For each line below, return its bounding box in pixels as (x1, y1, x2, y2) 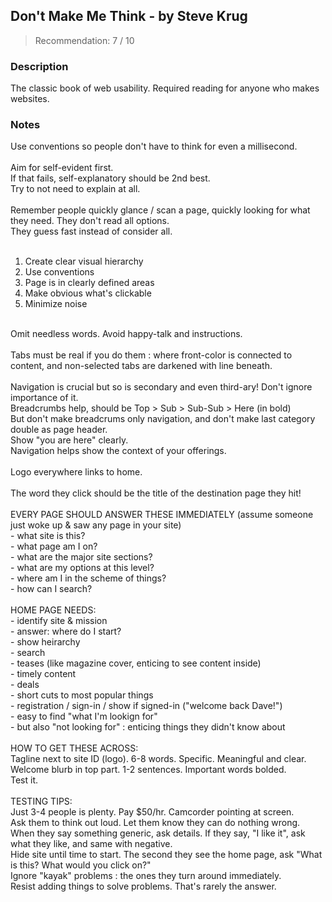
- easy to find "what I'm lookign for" (10, 710, 158, 723)
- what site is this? (10, 530, 86, 542)
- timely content (10, 668, 77, 680)
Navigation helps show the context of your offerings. (10, 445, 227, 457)
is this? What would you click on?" (10, 859, 152, 871)
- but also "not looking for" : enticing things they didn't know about (10, 721, 286, 733)
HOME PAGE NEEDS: (10, 604, 97, 616)
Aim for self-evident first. (10, 162, 114, 174)
